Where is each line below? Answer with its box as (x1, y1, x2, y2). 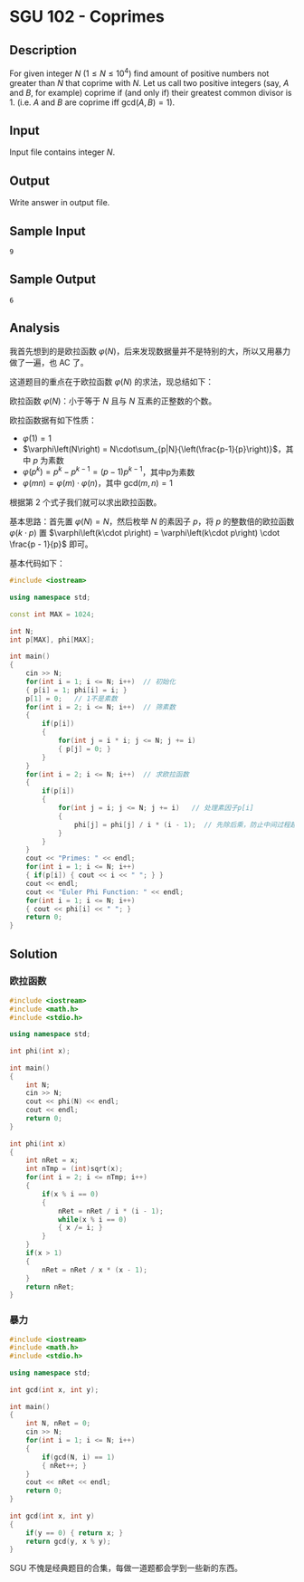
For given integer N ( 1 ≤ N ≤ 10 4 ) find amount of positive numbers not (9, 66, 270, 79)
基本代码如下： (9, 558, 65, 569)
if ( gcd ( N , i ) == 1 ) (42, 1453, 116, 1462)
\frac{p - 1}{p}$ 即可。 (9, 538, 93, 549)
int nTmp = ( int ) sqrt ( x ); (25, 1165, 124, 1174)
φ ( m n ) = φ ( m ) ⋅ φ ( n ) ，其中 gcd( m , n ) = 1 (22, 478, 174, 489)
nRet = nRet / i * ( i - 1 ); (57, 1206, 165, 1215)
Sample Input (9, 224, 86, 239)
